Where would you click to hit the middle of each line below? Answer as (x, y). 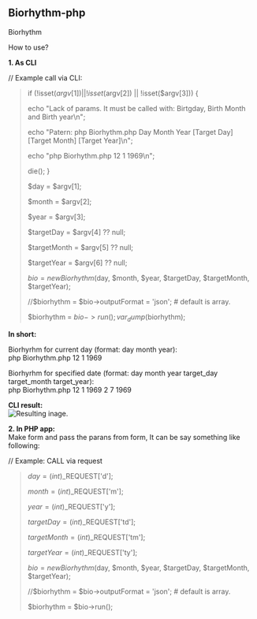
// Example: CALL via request (55, 461)
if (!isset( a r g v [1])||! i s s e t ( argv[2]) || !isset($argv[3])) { (113, 93)
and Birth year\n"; (56, 117)
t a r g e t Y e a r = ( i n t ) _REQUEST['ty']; (82, 552)
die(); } (39, 171)
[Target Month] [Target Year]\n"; (80, 140)
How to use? (28, 47)
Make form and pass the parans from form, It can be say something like (124, 437)
